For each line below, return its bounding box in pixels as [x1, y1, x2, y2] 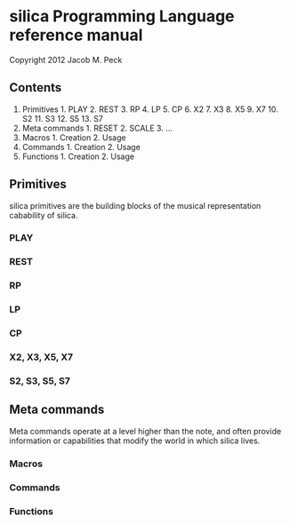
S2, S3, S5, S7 [9, 375, 71, 387]
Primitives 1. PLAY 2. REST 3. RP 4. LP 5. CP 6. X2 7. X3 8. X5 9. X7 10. [21, 104, 278, 115]
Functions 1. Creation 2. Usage [21, 151, 135, 162]
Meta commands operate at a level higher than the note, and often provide [9, 425, 282, 436]
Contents [9, 80, 62, 95]
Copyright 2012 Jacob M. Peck [9, 54, 123, 65]
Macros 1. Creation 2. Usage [21, 131, 126, 143]
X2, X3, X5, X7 [9, 351, 74, 363]
